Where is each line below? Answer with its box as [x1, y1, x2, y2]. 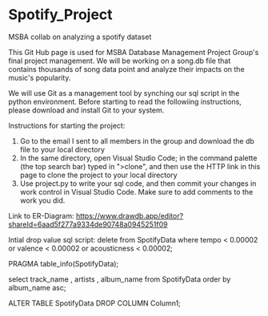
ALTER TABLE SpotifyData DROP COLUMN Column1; [8, 298, 182, 308]
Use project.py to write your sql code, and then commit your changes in [19, 178, 257, 188]
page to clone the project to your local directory [19, 170, 178, 180]
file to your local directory [19, 144, 106, 154]
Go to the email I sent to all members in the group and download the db [19, 136, 254, 145]
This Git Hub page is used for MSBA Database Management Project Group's [8, 47, 259, 57]
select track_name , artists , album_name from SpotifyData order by [8, 274, 231, 284]
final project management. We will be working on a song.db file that [8, 56, 231, 65]
